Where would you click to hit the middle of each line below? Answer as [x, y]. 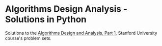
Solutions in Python [46, 19]
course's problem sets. [28, 38]
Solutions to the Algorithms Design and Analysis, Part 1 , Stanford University [81, 33]
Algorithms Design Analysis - [66, 9]
